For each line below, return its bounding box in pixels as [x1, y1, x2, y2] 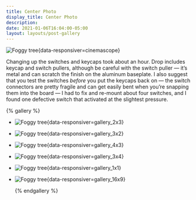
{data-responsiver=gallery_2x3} [46, 119, 124, 126]
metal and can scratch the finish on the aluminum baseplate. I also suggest [6, 71, 188, 78]
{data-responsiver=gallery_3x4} [46, 153, 124, 160]
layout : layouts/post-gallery [6, 31, 81, 37]
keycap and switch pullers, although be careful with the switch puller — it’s [6, 64, 188, 71]
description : [6, 19, 38, 25]
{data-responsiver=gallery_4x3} [46, 142, 124, 149]
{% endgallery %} [14, 187, 58, 195]
